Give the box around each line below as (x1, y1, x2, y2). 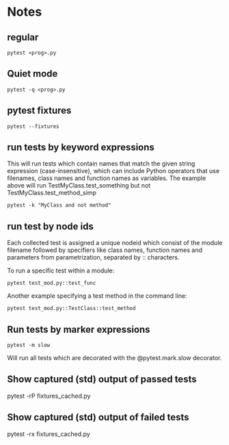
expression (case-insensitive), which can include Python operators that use (7, 167, 220, 175)
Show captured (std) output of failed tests (7, 411, 189, 423)
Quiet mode (7, 68, 58, 79)
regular (7, 31, 39, 43)
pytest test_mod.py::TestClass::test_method (7, 305, 136, 312)
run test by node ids (7, 220, 94, 232)
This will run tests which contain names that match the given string (7, 160, 196, 168)
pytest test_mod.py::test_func (7, 280, 96, 287)
